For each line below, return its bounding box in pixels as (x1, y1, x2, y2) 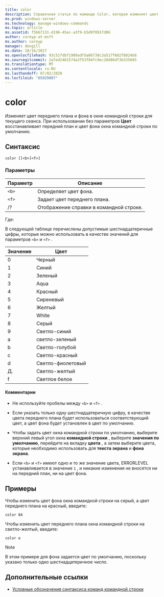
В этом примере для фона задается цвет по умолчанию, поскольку (5, 553, 147, 559)
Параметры (5, 167, 35, 174)
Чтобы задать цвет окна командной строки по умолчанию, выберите (12, 430, 158, 435)
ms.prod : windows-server (5, 16, 56, 21)
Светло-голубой (36, 344, 76, 350)
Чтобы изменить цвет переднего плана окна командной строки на (5, 521, 145, 527)
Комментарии (5, 389, 36, 395)
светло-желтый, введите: (5, 526, 58, 532)
